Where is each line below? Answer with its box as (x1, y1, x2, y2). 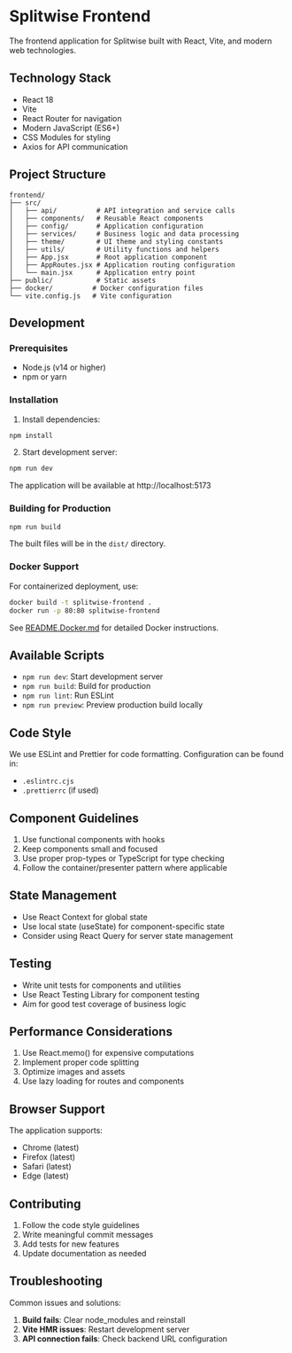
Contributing (9, 1196, 81, 1211)
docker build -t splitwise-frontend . (9, 598, 152, 606)
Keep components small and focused (21, 843, 158, 854)
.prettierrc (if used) (21, 785, 99, 795)
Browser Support (9, 1101, 106, 1116)
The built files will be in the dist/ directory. (9, 538, 166, 549)
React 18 (21, 94, 54, 105)
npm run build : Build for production (21, 681, 151, 692)
